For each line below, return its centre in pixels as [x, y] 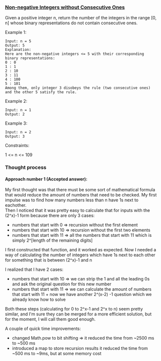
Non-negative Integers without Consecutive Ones [65, 7]
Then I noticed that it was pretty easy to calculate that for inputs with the [78, 211]
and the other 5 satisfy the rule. [41, 92]
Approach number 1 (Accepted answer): [46, 179]
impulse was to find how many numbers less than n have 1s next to [72, 200]
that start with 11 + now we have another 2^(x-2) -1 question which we [82, 295]
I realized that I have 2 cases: [34, 270]
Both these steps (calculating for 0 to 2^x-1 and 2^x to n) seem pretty [74, 309]
